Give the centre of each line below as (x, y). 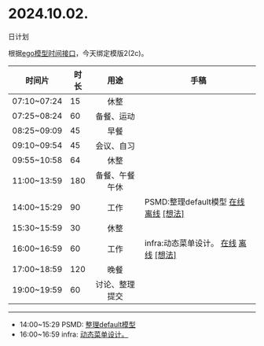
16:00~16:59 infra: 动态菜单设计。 (74, 334)
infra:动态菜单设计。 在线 (191, 243)
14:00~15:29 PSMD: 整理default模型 (77, 324)
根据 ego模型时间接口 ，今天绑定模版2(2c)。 (78, 53)
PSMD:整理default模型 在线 (194, 201)
